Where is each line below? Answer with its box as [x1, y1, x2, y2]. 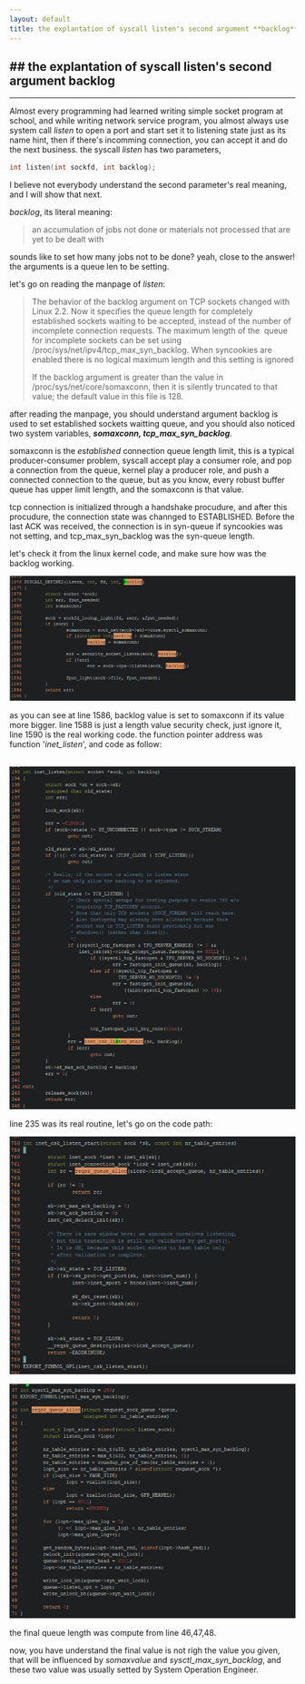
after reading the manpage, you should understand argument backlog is [9, 409, 279, 419]
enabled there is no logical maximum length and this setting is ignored [31, 354, 294, 365]
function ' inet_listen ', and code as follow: [9, 739, 162, 750]
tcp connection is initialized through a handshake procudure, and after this [9, 502, 288, 513]
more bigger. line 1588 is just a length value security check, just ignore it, [9, 720, 282, 731]
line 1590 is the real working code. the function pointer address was [9, 729, 263, 740]
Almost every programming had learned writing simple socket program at [9, 105, 283, 117]
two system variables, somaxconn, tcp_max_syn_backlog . [9, 428, 233, 439]
